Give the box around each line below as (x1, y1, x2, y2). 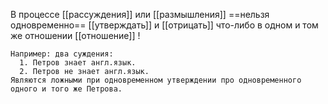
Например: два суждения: (10, 49, 114, 59)
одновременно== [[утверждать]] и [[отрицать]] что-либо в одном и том (10, 19, 319, 31)
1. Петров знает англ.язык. (19, 58, 137, 68)
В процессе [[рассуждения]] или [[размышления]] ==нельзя (10, 9, 270, 20)
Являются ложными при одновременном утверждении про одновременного (10, 75, 302, 85)
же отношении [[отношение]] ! (10, 30, 141, 41)
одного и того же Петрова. (10, 84, 123, 94)
